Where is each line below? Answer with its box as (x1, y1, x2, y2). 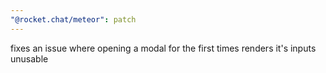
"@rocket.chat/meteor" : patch (10, 14, 137, 25)
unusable (10, 52, 49, 65)
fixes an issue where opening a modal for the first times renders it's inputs (10, 42, 317, 54)
